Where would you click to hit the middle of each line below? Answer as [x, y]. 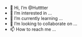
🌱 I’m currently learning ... [36, 18]
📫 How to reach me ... [33, 29]
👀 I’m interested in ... [31, 13]
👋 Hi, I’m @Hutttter [29, 8]
